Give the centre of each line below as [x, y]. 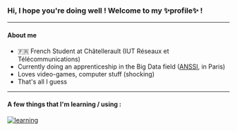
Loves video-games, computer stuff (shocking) [86, 74]
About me [22, 35]
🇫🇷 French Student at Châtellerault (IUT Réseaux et [93, 51]
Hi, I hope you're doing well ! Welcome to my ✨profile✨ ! [105, 11]
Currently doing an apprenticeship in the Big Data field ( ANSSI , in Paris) [121, 67]
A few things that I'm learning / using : [65, 104]
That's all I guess [42, 81]
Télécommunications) [49, 59]
